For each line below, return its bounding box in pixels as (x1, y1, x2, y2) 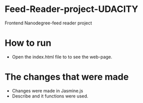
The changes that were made (5, 71, 129, 83)
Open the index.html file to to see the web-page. (12, 54, 112, 60)
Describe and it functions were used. (12, 93, 89, 99)
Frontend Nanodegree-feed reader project (5, 20, 92, 26)
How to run (5, 37, 52, 49)
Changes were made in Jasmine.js (12, 88, 83, 94)
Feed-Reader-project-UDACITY (5, 3, 138, 15)
